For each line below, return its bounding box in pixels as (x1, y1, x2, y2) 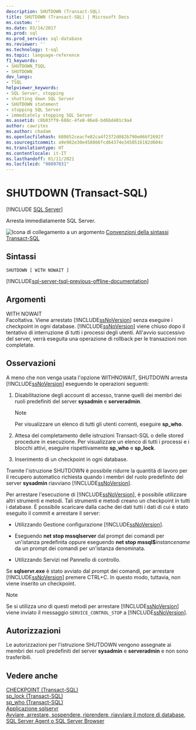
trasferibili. (6, 654, 32, 661)
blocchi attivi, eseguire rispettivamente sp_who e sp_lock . (14, 444, 156, 451)
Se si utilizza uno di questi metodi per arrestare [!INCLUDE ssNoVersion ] (6, 602, 180, 610)
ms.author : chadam (6, 128, 51, 135)
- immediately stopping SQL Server (6, 112, 93, 118)
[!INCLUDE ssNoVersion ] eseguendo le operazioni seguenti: (6, 380, 149, 387)
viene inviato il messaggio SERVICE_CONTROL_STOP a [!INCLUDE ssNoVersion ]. (6, 609, 188, 616)
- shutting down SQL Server (6, 96, 75, 101)
